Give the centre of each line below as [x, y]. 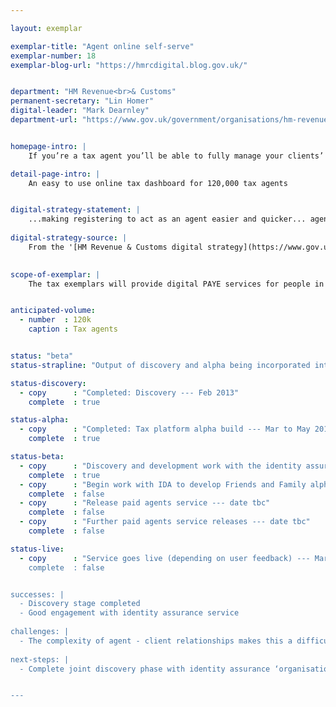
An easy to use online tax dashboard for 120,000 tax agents [158, 183]
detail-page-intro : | [55, 174]
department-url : [44, 120]
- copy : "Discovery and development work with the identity [160, 466]
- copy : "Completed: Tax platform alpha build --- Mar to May [165, 429]
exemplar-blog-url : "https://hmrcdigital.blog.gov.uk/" [129, 65]
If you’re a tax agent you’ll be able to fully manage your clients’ [176, 156]
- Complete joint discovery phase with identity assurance [145, 669]
